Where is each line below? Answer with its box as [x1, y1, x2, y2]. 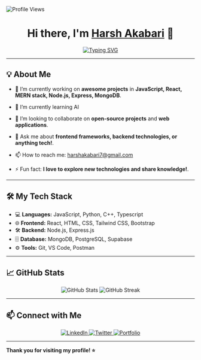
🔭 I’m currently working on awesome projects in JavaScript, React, [14, 85, 182, 92]
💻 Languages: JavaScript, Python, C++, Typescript [14, 210, 144, 218]
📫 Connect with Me [6, 310, 82, 320]
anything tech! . [14, 139, 54, 146]
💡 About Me [6, 69, 51, 80]
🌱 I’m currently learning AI [14, 103, 80, 110]
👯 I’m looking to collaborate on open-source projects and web [14, 114, 170, 122]
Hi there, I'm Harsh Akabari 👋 [27, 27, 174, 40]
